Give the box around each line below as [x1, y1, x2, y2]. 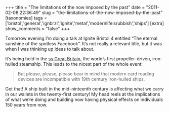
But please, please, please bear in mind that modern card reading [17, 71, 154, 77]
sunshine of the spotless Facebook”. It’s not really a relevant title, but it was [5, 41, 162, 47]
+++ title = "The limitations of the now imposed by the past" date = [5, 5, 145, 10]
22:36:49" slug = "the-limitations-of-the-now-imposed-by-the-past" [19, 10, 163, 16]
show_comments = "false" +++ [5, 26, 70, 32]
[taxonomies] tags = [5, 15, 47, 21]
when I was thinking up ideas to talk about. [5, 46, 95, 52]
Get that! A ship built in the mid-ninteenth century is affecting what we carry [5, 86, 164, 92]
